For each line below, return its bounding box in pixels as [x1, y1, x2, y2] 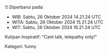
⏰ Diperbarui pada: [4, 4, 44, 10]
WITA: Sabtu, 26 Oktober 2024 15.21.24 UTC [11, 19, 104, 25]
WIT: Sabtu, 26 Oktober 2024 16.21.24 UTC [11, 25, 101, 30]
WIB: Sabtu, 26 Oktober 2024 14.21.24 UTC [11, 14, 101, 20]
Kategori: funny [4, 44, 37, 49]
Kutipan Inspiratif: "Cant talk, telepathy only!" [4, 34, 98, 40]
